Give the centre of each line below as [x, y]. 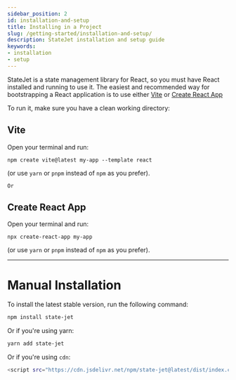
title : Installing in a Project [54, 27]
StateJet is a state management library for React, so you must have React [113, 79]
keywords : [22, 46]
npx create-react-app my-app [50, 237]
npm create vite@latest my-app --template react [80, 160]
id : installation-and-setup [48, 20]
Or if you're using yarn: [41, 331]
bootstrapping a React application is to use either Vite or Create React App [115, 94]
